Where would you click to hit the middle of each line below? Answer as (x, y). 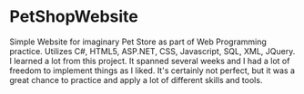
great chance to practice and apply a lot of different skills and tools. (136, 80)
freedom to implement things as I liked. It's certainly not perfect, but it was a (152, 70)
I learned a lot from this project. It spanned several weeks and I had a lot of (150, 61)
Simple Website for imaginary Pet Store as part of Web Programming (138, 42)
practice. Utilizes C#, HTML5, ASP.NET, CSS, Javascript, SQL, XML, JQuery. (152, 51)
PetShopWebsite (74, 17)
